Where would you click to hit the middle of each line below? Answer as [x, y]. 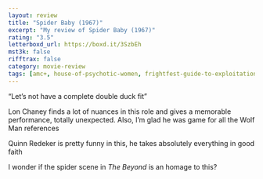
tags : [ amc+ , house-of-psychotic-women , [75, 74]
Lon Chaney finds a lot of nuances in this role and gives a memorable [120, 111]
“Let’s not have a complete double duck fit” [77, 96]
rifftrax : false [34, 60]
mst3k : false [29, 52]
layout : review [33, 15]
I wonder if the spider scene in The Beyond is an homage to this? [113, 166]
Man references [34, 128]
